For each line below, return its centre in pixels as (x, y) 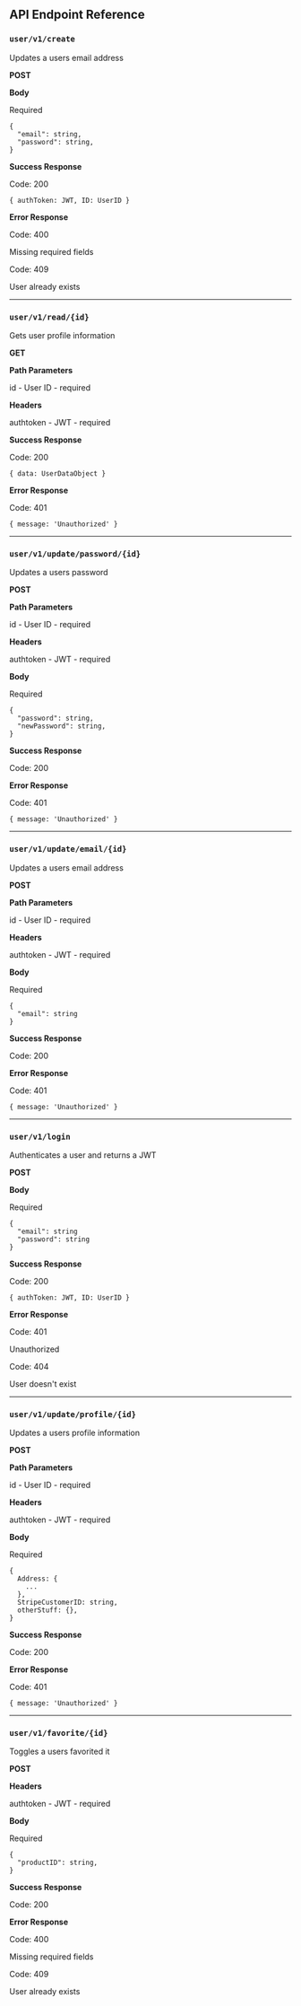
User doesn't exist (43, 1384)
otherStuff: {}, (47, 1610)
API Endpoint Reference (77, 15)
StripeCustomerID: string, (68, 1603)
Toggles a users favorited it (60, 1752)
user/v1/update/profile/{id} (73, 1414)
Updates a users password (59, 573)
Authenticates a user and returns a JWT (83, 1155)
